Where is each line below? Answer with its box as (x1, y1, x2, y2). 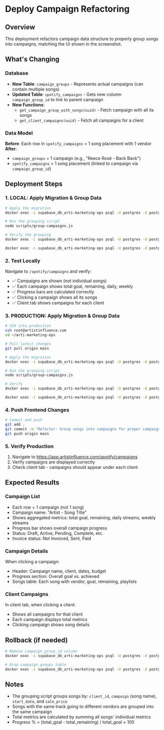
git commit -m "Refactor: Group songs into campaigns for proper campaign (5, 426, 161, 431)
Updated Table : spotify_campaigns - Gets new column (12, 91, 122, 97)
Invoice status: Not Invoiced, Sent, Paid (12, 535, 91, 541)
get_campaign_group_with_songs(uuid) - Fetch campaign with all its (19, 107, 154, 113)
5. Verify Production (5, 442, 54, 449)
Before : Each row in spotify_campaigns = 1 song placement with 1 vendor (5, 140, 152, 146)
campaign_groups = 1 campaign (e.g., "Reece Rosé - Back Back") (12, 155, 141, 161)
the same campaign (12, 709, 52, 715)
